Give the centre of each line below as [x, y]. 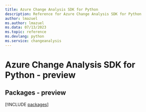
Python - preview [40, 75]
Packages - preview [36, 93]
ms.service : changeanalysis [33, 41]
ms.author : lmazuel [25, 23]
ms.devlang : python [25, 37]
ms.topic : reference [26, 32]
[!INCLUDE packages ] [27, 104]
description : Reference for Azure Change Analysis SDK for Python [73, 14]
